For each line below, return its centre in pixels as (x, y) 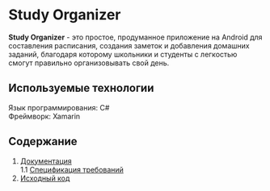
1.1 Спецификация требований (72, 169)
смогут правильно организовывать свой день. (89, 63)
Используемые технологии (81, 88)
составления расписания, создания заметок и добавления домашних (129, 45)
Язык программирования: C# (59, 107)
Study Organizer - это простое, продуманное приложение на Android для (135, 37)
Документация (46, 161)
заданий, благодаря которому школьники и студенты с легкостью (123, 54)
